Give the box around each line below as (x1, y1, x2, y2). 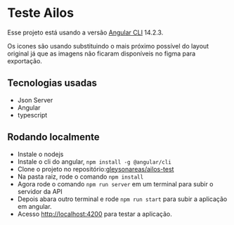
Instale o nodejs (17, 150, 64, 158)
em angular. (17, 202, 52, 210)
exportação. (7, 56, 42, 65)
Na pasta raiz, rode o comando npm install (17, 172, 144, 181)
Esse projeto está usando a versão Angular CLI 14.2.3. (7, 28, 164, 37)
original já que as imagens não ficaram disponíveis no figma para (7, 49, 196, 58)
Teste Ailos (7, 5, 74, 21)
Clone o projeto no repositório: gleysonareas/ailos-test (17, 165, 174, 173)
